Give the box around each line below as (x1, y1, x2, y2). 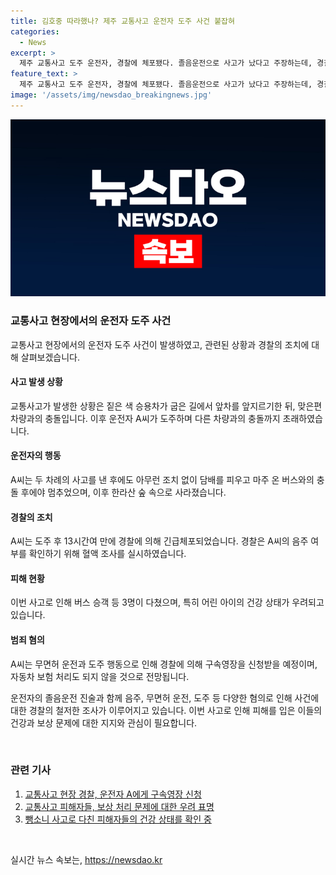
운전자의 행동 (10, 450, 62, 462)
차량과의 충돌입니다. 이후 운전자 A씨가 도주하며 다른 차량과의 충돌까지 (10, 412, 281, 424)
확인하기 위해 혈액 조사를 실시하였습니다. (28, 548, 187, 560)
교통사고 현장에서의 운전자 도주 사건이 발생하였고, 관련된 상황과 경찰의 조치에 (10, 338, 310, 350)
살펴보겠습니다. (20, 351, 81, 363)
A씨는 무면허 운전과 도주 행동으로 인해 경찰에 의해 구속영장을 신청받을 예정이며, (10, 658, 318, 670)
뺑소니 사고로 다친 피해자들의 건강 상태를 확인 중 (24, 813, 212, 825)
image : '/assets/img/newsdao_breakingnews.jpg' (10, 90, 213, 100)
